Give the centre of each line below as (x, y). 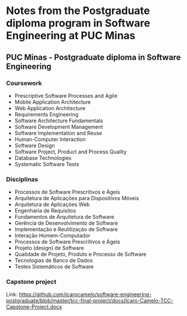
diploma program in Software (78, 23)
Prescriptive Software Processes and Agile (66, 95)
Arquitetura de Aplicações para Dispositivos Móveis (77, 198)
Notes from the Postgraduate (78, 11)
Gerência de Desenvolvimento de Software (66, 223)
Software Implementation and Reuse (58, 133)
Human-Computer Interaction (50, 139)
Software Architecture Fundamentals (59, 121)
